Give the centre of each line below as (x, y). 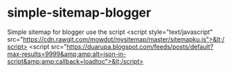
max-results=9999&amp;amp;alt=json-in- (67, 54)
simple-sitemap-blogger (79, 13)
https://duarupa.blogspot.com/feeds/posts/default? (140, 46)
